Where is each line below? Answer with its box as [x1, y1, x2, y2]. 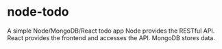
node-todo [7, 4, 70, 20]
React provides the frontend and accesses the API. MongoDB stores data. [7, 33, 216, 42]
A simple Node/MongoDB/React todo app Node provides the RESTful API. [7, 27, 215, 35]
